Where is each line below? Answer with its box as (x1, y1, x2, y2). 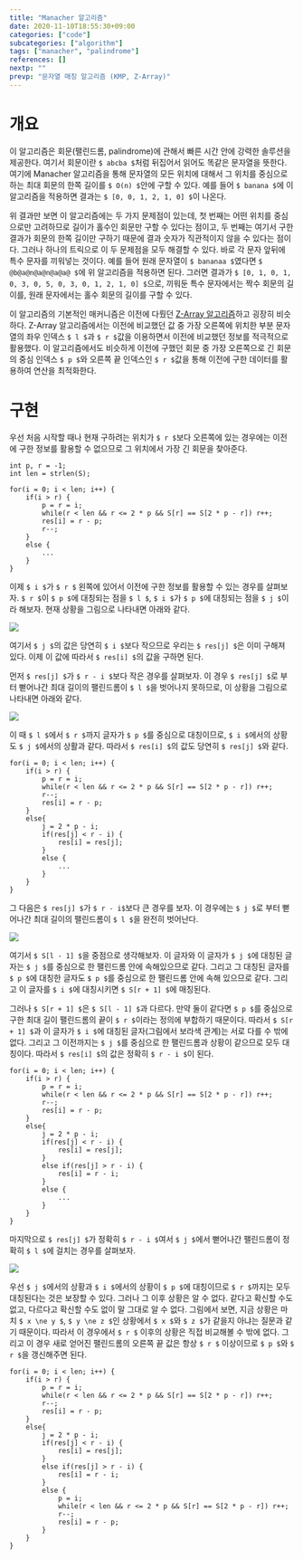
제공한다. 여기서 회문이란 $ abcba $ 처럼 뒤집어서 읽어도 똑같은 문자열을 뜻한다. (9, 157, 288, 167)
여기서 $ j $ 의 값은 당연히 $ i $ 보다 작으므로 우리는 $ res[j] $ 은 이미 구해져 (9, 640, 286, 651)
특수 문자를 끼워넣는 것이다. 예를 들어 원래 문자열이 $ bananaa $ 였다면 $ (9, 255, 263, 266)
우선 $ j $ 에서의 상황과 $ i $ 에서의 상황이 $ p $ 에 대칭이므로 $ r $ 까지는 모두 (9, 1281, 291, 1292)
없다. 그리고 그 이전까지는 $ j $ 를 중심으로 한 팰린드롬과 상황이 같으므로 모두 (9, 1037, 280, 1048)
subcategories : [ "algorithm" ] (9, 38, 124, 48)
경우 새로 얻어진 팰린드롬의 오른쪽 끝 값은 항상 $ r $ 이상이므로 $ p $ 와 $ (35, 1337, 295, 1348)
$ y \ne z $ (67, 1317, 113, 1326)
